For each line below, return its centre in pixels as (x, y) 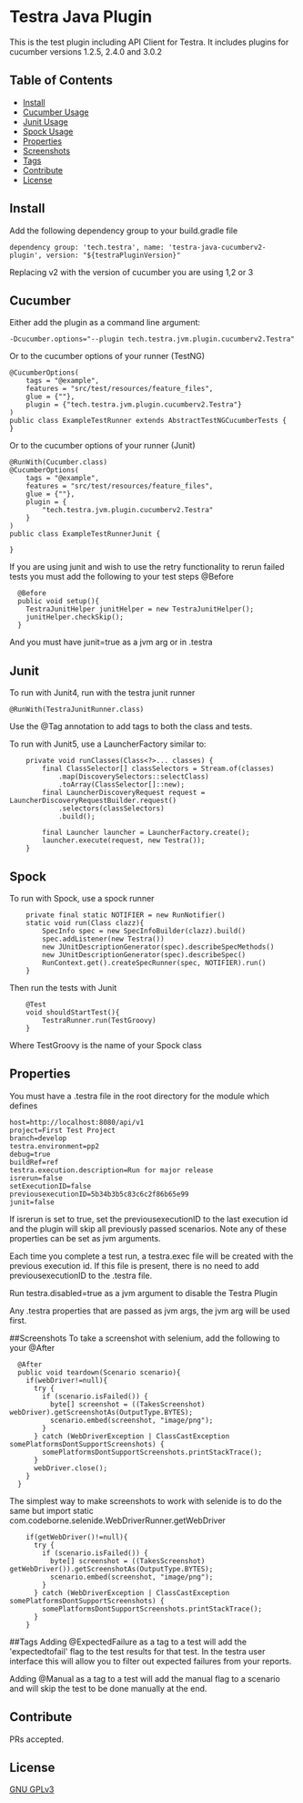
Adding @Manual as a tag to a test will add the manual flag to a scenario (145, 1678)
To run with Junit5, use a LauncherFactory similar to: (108, 744)
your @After (32, 1347)
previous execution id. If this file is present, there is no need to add (134, 1265)
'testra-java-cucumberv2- (217, 247)
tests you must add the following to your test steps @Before (121, 577)
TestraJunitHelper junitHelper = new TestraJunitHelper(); (140, 609)
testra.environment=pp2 (55, 1146)
